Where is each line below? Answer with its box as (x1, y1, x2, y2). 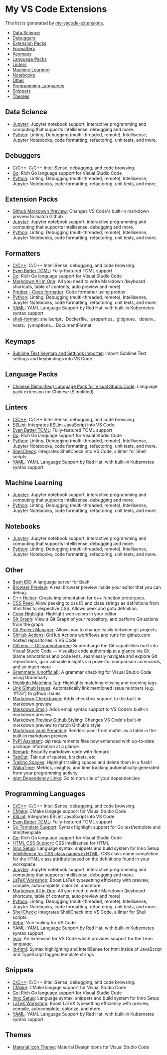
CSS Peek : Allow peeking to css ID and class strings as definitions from (12, 600, 160, 606)
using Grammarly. (12, 675, 49, 681)
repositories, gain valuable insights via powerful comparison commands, (12, 659, 162, 665)
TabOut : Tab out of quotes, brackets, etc (12, 754, 96, 760)
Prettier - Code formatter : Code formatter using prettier (12, 289, 126, 295)
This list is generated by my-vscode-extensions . (5, 20, 105, 26)
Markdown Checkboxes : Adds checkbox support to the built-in (12, 696, 142, 702)
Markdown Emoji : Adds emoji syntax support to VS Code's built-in (12, 706, 149, 712)
